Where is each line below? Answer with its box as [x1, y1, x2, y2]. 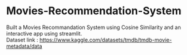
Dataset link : [6, 36, 39, 43]
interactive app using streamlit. [6, 30, 82, 37]
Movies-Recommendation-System [6, 4, 182, 18]
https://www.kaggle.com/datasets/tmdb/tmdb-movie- [39, 36, 172, 43]
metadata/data [6, 43, 42, 50]
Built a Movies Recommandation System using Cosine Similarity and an [6, 24, 181, 31]
